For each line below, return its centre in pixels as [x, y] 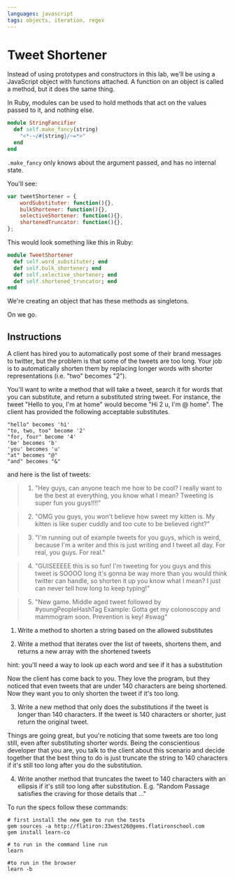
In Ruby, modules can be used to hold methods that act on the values [107, 103]
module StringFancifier [42, 123]
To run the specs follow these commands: [67, 807]
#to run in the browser [42, 863]
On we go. [22, 315]
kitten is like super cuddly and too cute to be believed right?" [122, 524]
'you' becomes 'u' [34, 449]
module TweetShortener [40, 255]
